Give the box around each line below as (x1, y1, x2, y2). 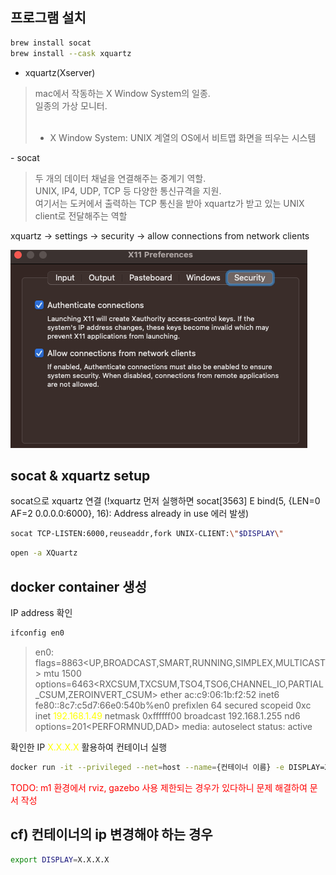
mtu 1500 (43, 667, 82, 679)
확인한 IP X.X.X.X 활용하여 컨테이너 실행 (10, 741, 168, 753)
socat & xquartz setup (10, 467, 151, 484)
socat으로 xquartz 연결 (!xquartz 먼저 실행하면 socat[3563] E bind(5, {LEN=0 (10, 495, 321, 507)
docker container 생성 (10, 578, 147, 595)
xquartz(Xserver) (24, 66, 96, 78)
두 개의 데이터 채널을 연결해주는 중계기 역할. (34, 172, 207, 184)
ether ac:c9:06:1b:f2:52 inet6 (159, 688, 280, 700)
